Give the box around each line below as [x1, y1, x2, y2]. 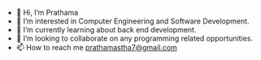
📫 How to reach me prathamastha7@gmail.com [15, 43, 177, 52]
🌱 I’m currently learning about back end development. [15, 25, 197, 34]
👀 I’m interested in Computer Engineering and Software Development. [15, 16, 250, 26]
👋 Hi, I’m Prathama [15, 8, 79, 17]
